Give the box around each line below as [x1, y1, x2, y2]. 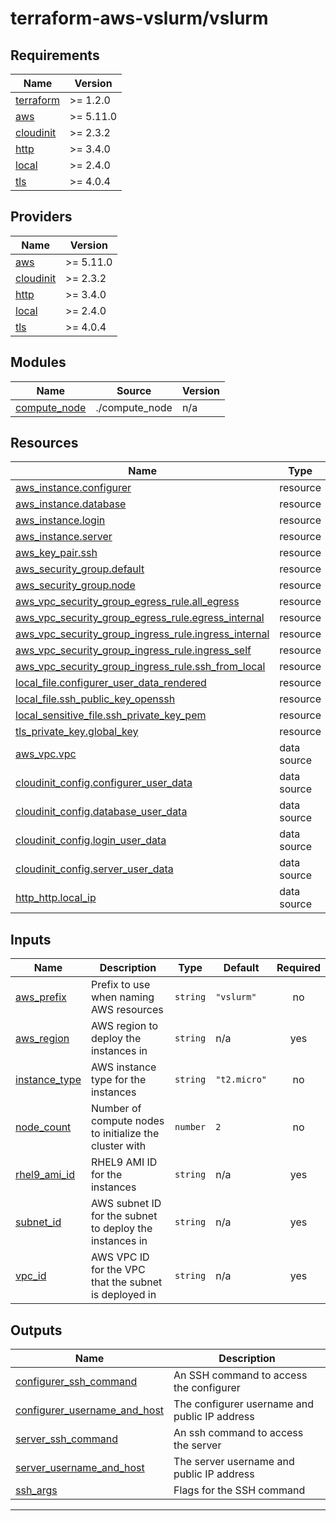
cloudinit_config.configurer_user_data [15, 776, 193, 790]
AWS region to [90, 1019, 159, 1033]
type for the [90, 1073, 147, 1087]
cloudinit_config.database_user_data [15, 805, 188, 819]
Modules [10, 354, 67, 371]
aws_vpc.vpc [15, 747, 77, 761]
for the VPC [90, 1263, 146, 1277]
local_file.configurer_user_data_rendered [15, 676, 207, 690]
